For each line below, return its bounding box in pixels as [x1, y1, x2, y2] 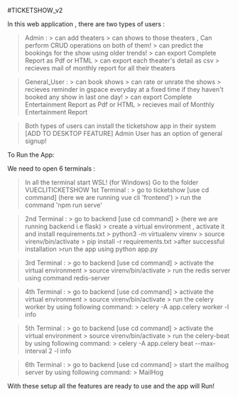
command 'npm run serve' [24, 201, 103, 209]
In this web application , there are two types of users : [7, 20, 165, 28]
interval [24, 346, 48, 355]
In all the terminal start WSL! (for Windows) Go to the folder [24, 178, 199, 186]
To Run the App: [7, 151, 55, 159]
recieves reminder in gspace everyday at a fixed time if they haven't [24, 85, 224, 93]
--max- [195, 339, 216, 347]
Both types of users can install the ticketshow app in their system [24, 122, 217, 130]
